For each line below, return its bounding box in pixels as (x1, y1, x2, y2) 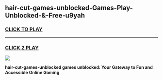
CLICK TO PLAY (5, 26, 43, 33)
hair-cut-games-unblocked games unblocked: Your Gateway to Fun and (5, 64, 153, 70)
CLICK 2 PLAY (5, 44, 39, 51)
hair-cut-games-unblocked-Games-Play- (5, 4, 133, 12)
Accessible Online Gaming (5, 69, 60, 75)
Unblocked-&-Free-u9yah (5, 12, 85, 20)
